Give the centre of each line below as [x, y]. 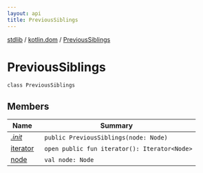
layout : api [24, 13]
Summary [116, 126]
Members [28, 106]
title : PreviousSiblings [43, 20]
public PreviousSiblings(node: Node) [106, 138]
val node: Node [69, 160]
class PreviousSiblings [41, 85]
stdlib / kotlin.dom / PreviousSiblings [59, 39]
